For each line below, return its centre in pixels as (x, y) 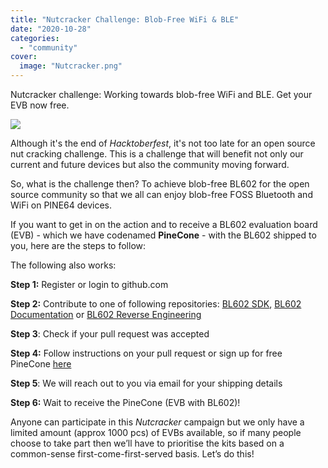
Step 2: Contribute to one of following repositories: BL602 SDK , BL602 (156, 304)
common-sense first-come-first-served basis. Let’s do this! (132, 454)
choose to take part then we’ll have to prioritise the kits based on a (147, 443)
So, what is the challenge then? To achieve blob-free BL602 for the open (160, 184)
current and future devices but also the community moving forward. (150, 164)
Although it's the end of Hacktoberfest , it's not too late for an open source (163, 143)
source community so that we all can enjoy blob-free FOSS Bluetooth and (161, 194)
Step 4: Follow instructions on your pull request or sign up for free (146, 353)
